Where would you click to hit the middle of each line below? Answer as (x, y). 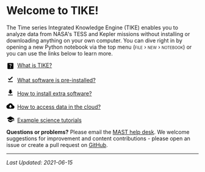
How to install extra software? (55, 93)
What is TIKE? (35, 65)
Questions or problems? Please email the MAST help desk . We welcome (98, 132)
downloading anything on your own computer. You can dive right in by (95, 40)
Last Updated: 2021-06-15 (40, 162)
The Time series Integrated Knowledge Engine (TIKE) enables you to (92, 27)
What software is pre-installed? (56, 80)
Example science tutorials (50, 120)
